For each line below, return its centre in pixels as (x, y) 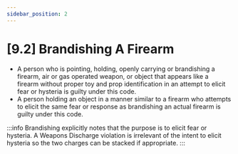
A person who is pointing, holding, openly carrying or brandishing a (116, 69)
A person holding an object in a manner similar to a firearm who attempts (124, 99)
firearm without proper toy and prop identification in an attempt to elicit (121, 84)
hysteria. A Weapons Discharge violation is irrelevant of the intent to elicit (114, 135)
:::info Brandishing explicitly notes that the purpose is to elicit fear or (107, 128)
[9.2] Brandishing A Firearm (90, 49)
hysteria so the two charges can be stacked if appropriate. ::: (96, 143)
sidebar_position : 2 (37, 14)
